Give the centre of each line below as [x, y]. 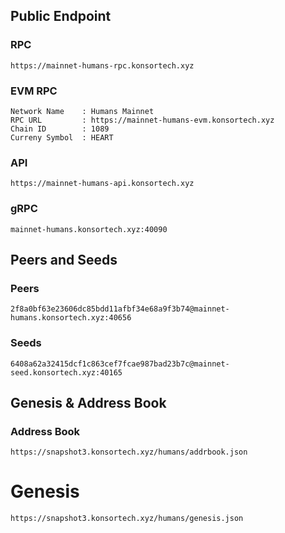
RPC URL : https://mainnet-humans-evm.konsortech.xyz [142, 120]
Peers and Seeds [64, 259]
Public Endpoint [61, 16]
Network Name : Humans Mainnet [82, 111]
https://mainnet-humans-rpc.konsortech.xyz [102, 65]
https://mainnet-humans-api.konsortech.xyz [102, 184]
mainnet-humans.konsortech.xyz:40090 [89, 229]
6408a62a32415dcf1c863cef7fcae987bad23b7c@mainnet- [120, 364]
